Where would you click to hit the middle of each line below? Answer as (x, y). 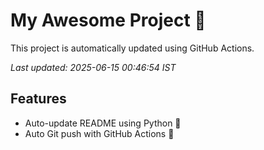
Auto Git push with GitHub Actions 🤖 (99, 133)
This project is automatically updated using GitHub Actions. (132, 48)
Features (38, 99)
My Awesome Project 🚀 (108, 20)
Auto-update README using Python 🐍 (103, 123)
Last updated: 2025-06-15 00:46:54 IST (93, 67)
